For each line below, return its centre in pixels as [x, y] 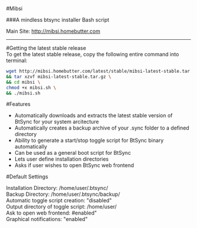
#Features [18, 104]
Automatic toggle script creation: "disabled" [59, 200]
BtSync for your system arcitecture [57, 122]
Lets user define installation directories [62, 159]
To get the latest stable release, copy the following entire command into [93, 54]
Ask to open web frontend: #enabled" [52, 213]
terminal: [17, 60]
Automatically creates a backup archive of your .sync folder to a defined [102, 128]
